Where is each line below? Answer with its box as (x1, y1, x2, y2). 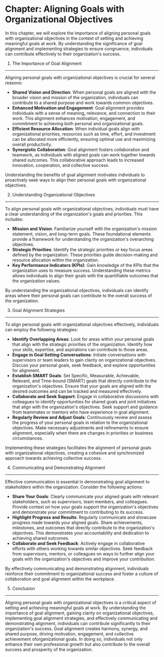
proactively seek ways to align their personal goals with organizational (5, 177, 146, 183)
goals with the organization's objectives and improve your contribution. (12, 556, 155, 562)
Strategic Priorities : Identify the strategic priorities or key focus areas (12, 246, 153, 252)
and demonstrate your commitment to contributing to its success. (12, 509, 144, 515)
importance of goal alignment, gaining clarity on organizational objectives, (5, 610, 154, 616)
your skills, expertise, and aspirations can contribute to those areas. (12, 346, 149, 352)
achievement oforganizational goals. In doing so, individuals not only (5, 636, 143, 642)
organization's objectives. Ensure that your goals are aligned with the (12, 383, 151, 389)
